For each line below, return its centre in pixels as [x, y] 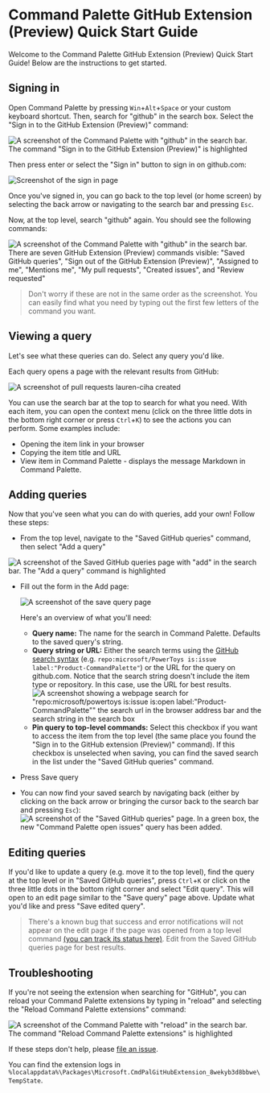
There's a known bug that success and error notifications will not [135, 922]
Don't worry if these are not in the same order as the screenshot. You [143, 294]
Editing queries [47, 853]
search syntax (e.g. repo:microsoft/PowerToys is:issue [124, 659]
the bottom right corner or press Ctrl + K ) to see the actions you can [120, 420]
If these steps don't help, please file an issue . [84, 1049]
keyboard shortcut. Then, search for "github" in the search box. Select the [131, 116]
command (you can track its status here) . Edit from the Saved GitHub [142, 939]
